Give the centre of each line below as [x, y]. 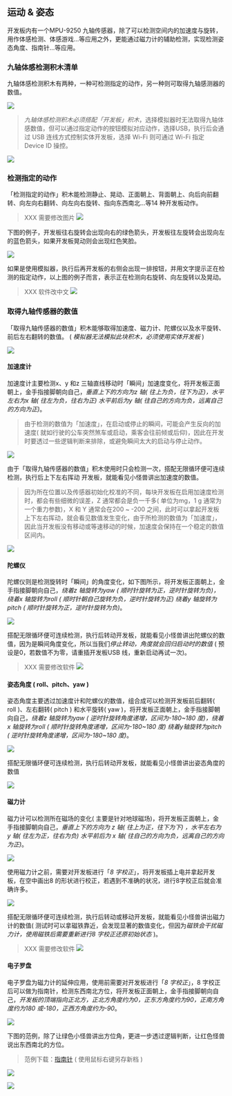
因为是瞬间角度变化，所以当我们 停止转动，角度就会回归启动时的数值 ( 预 [122, 644]
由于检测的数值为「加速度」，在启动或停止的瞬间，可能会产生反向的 [119, 424]
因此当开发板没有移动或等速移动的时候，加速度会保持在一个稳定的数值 [124, 526]
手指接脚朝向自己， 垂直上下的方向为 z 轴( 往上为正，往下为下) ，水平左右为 [114, 827]
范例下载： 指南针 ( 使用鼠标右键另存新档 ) [83, 1059]
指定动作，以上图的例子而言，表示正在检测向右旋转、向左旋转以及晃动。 [122, 277]
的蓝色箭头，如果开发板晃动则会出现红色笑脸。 [74, 241]
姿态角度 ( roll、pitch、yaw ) [48, 684]
